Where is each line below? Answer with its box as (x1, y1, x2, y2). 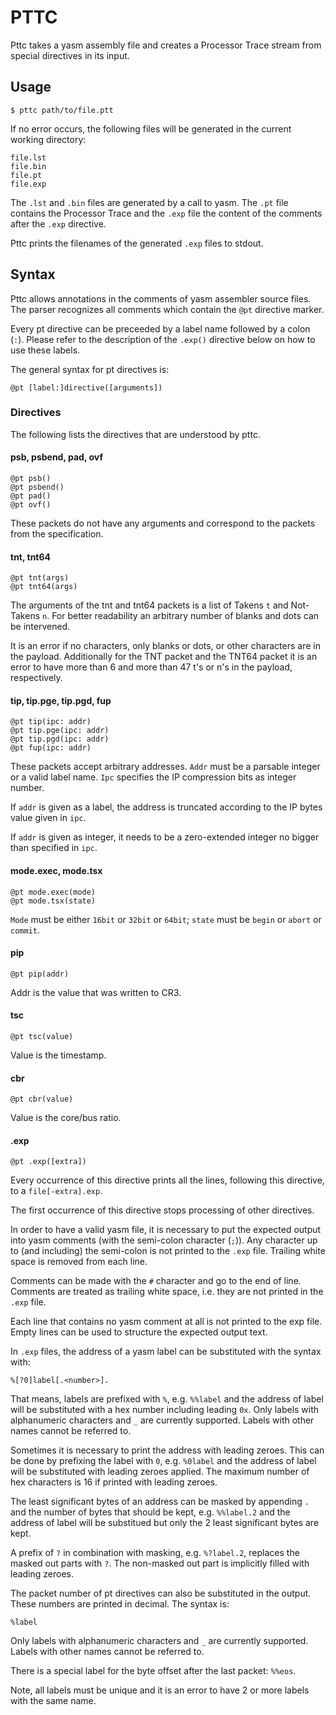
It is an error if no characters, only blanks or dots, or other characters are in (10, 640, 321, 652)
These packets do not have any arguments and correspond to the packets (10, 517, 316, 530)
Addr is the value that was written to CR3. (10, 986, 182, 998)
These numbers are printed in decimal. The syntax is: (10, 1598, 230, 1610)
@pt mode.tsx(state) (10, 896, 97, 906)
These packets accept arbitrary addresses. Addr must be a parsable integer (10, 761, 321, 773)
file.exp (10, 179, 47, 189)
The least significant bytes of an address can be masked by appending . (10, 1496, 310, 1508)
